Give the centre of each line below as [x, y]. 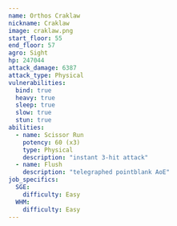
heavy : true [36, 98]
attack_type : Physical [46, 75]
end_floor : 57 [32, 46]
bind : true [34, 90]
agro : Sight [28, 53]
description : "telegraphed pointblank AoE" [97, 172]
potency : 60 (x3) [52, 142]
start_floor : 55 [35, 38]
